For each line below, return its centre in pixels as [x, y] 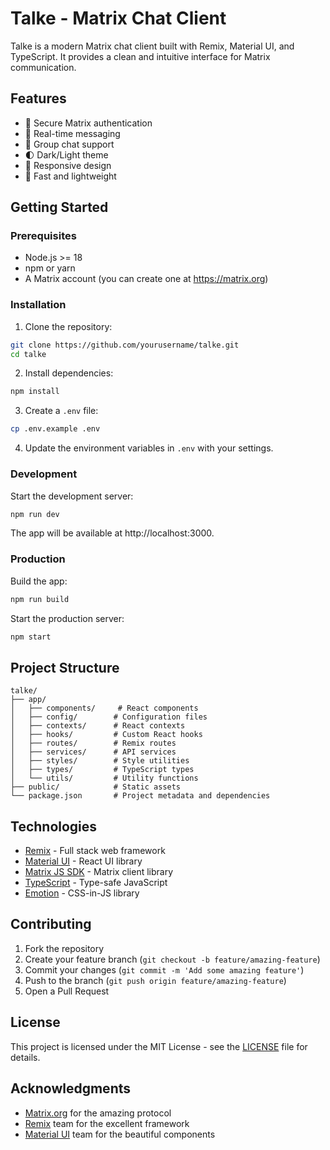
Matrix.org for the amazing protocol [98, 1113]
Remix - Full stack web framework [95, 851]
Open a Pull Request [67, 991]
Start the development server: [72, 496]
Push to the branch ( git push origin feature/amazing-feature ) [155, 980]
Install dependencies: [69, 373]
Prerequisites [43, 236]
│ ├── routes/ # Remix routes [93, 743]
